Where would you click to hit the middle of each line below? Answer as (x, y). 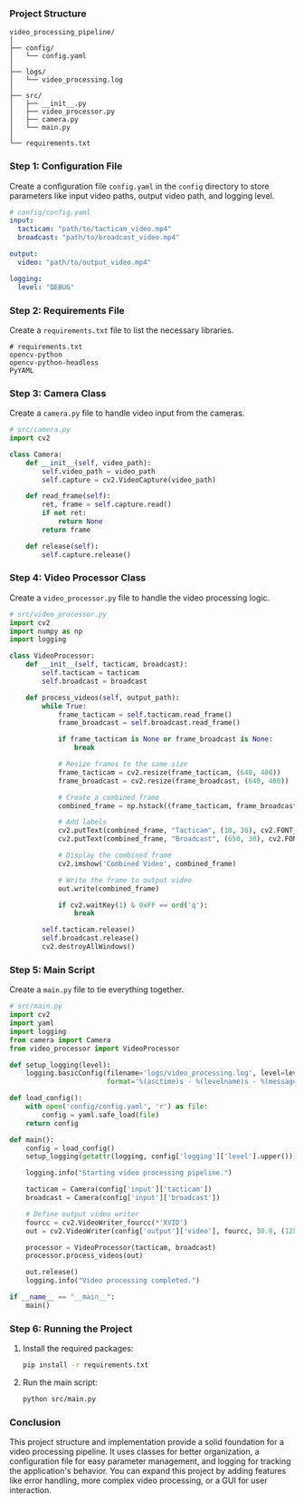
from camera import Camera (60, 1040)
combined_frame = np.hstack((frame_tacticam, (145, 805)
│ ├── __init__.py (48, 104)
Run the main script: (60, 1382)
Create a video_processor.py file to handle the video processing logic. (140, 598)
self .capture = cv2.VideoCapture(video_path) (129, 480)
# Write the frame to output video (125, 880)
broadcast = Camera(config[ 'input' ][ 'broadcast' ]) (123, 1198)
